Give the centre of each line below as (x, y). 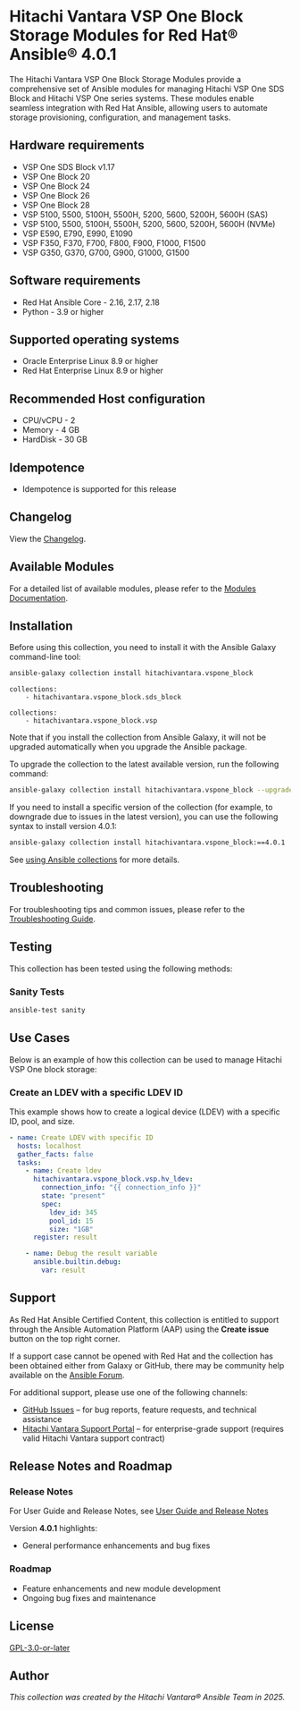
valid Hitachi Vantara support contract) (93, 1438)
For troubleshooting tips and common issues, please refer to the (127, 909)
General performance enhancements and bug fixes (116, 1546)
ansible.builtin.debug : (77, 1262)
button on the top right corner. (65, 1338)
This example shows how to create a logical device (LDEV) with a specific (145, 1112)
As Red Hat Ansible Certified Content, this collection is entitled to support (144, 1319)
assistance (42, 1419)
